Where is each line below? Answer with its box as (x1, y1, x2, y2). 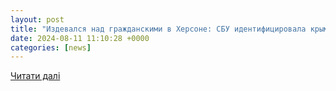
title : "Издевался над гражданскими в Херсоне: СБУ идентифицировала (10, 24, 307, 34)
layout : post (10, 14, 65, 25)
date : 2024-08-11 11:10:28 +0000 (10, 33, 150, 43)
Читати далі (10, 70, 61, 82)
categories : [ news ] (10, 42, 92, 53)
